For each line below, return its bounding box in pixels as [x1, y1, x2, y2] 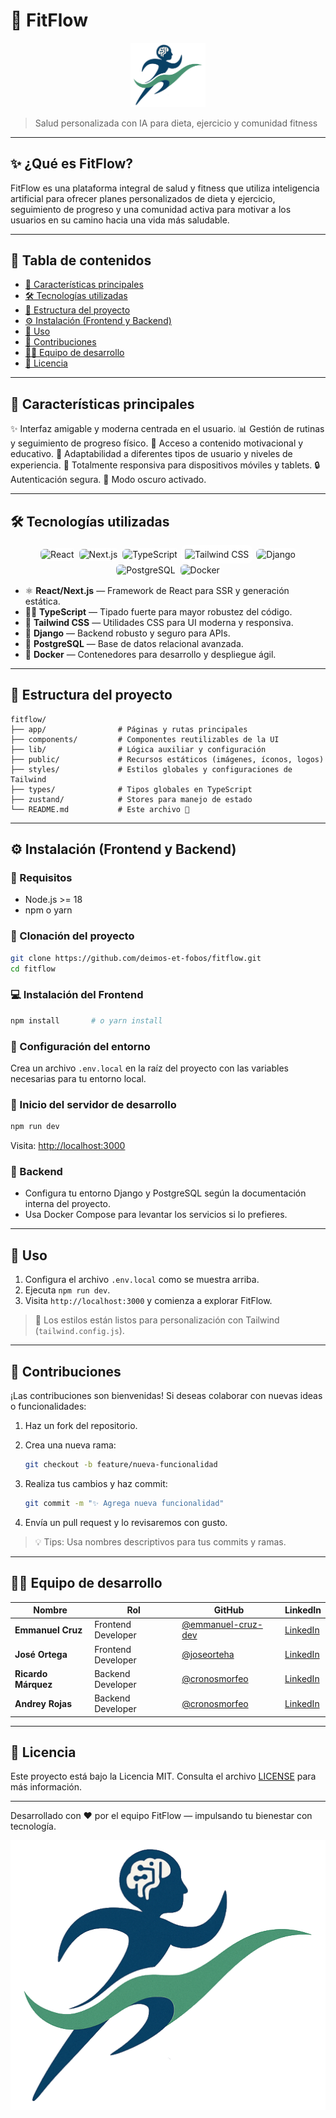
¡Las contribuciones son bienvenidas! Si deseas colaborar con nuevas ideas [10, 1390, 323, 1402]
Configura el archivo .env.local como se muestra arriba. [24, 1274, 260, 1286]
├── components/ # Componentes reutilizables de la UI [10, 734, 280, 744]
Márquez [14, 1678, 53, 1690]
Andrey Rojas [14, 1697, 72, 1709]
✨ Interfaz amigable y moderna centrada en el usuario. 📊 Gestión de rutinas [10, 423, 325, 435]
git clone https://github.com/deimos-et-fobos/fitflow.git [10, 953, 262, 963]
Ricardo [14, 1667, 48, 1679]
